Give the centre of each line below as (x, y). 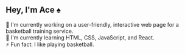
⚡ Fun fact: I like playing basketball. (50, 44)
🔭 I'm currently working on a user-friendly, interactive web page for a (92, 24)
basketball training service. (40, 31)
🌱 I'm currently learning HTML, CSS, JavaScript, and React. (80, 37)
